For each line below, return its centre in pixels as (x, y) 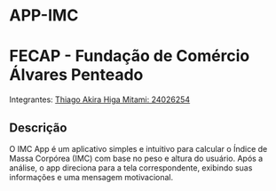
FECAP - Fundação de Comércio (130, 56)
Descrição (38, 127)
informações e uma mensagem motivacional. (91, 177)
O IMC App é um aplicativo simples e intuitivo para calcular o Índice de (138, 148)
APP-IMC (44, 16)
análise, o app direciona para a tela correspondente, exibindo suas (131, 167)
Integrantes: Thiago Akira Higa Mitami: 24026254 (100, 99)
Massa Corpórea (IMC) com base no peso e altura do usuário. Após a (136, 158)
